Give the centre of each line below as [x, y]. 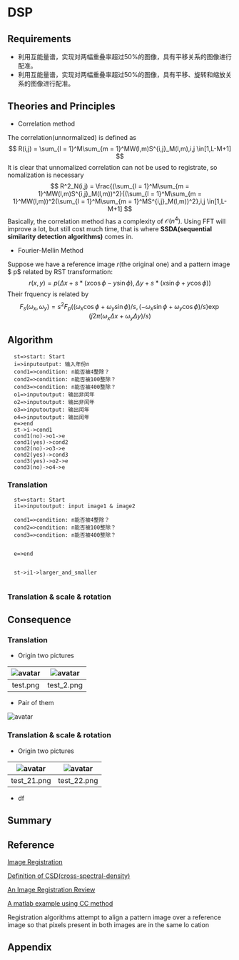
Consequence [39, 620]
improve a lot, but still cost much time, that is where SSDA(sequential [110, 229]
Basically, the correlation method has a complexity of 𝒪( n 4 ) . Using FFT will [117, 221]
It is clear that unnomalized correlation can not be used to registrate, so [112, 167]
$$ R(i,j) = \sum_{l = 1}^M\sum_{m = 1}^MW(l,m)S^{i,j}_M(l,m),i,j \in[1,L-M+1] [120, 148]
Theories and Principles [61, 107]
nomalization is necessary [46, 175]
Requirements [39, 39]
